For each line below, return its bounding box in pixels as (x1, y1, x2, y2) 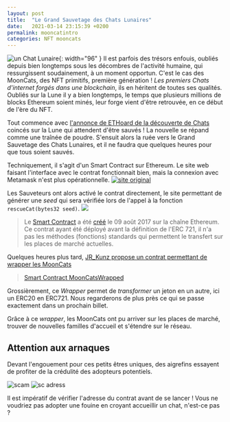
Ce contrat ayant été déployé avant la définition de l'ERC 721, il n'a (23, 225, 212, 233)
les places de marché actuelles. (23, 239, 114, 248)
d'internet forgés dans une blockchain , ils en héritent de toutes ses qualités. (7, 84, 222, 92)
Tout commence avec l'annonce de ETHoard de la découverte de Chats (7, 119, 210, 127)
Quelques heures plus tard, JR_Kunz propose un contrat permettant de (7, 253, 207, 261)
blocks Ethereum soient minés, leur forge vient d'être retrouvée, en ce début (7, 98, 223, 106)
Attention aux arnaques (7, 342, 111, 353)
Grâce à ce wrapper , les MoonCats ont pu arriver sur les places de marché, (7, 315, 221, 323)
